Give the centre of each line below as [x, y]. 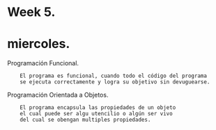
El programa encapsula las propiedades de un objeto [98, 108]
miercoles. [39, 44]
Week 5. [31, 12]
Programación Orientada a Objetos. [58, 95]
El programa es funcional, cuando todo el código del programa [114, 76]
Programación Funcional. [43, 63]
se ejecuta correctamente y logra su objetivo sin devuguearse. [115, 82]
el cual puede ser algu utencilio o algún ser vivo [96, 114]
